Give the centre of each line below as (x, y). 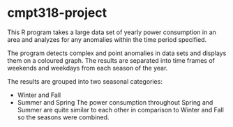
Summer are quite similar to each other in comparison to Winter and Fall (121, 110)
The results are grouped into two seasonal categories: (85, 81)
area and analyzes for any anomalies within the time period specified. (107, 39)
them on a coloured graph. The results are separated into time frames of (111, 60)
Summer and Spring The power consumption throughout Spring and (115, 102)
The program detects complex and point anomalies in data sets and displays (117, 53)
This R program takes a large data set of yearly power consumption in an (112, 32)
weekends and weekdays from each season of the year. (88, 68)
